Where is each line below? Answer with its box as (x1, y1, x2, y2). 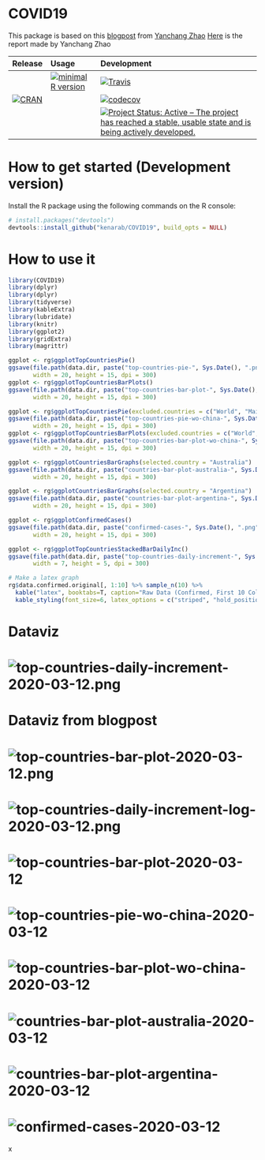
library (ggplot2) (8, 327, 65, 335)
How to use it (8, 250, 96, 268)
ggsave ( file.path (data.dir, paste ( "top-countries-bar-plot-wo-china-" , (8, 437, 248, 445)
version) (8, 175, 65, 193)
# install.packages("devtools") (8, 216, 114, 224)
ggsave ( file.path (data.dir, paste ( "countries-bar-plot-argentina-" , (8, 495, 238, 503)
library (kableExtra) (8, 305, 77, 314)
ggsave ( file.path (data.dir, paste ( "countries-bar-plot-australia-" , (8, 466, 238, 473)
